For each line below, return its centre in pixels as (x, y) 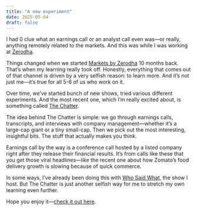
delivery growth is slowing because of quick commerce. (74, 166)
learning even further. (32, 190)
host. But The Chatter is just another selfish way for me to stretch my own (95, 184)
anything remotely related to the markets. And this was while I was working (97, 45)
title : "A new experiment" (39, 11)
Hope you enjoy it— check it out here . (51, 202)
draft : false (22, 22)
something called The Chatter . (43, 106)
